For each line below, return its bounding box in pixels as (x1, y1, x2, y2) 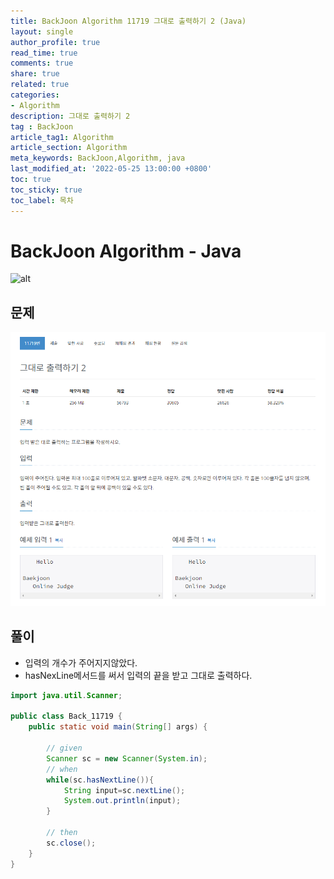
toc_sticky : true (10, 185, 83, 195)
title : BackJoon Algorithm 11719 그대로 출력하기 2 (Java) (10, 16, 247, 26)
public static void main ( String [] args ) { (28, 722, 208, 732)
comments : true (10, 58, 74, 69)
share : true (10, 69, 60, 79)
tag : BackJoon (10, 121, 74, 132)
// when (46, 764, 78, 774)
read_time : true (10, 48, 78, 58)
